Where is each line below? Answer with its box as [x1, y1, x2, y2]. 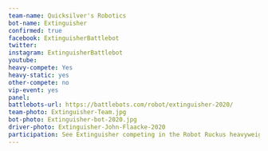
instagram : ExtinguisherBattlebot [8, 49, 124, 57]
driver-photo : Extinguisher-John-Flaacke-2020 [8, 123, 166, 131]
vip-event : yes [8, 85, 59, 94]
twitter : [8, 42, 37, 50]
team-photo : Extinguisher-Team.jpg [8, 109, 127, 117]
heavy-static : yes [8, 71, 69, 79]
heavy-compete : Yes [8, 64, 73, 72]
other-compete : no [8, 78, 69, 86]
